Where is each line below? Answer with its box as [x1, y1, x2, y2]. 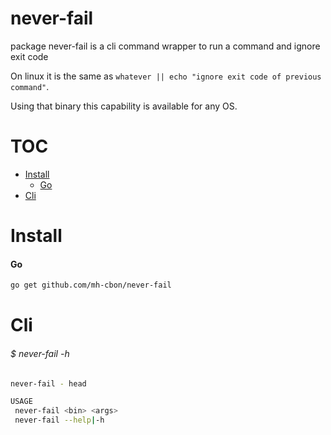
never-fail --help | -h [14, 415, 105, 426]
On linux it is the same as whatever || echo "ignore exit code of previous [10, 70, 322, 82]
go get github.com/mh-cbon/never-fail [10, 280, 172, 291]
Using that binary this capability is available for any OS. [10, 100, 238, 112]
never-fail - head [10, 378, 87, 389]
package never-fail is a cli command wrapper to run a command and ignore [10, 40, 321, 52]
